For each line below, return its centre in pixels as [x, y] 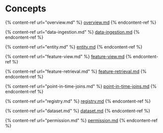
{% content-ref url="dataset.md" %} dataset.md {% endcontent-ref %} [78, 111]
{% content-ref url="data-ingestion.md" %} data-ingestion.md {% [73, 32]
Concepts [26, 9]
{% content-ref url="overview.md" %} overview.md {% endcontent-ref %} [81, 22]
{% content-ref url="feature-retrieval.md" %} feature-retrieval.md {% [76, 71]
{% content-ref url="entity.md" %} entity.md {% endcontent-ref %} [74, 47]
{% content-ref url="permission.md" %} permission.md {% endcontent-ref [81, 120]
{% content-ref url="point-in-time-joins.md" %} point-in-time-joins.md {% [81, 86]
